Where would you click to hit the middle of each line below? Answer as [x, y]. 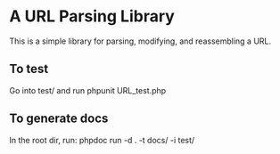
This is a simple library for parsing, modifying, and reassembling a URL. [140, 41]
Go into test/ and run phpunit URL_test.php [88, 90]
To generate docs [59, 119]
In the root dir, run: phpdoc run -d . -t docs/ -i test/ [102, 140]
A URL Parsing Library [92, 16]
